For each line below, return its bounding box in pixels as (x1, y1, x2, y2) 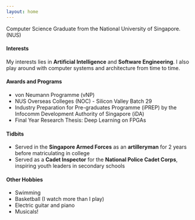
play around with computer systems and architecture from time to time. (6, 64, 180, 71)
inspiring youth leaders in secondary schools (14, 162, 125, 169)
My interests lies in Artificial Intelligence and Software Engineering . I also (6, 58, 189, 65)
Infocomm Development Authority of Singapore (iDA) (14, 111, 144, 118)
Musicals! (14, 208, 39, 215)
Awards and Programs (6, 78, 62, 85)
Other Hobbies (6, 176, 43, 183)
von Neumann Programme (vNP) (14, 92, 95, 99)
